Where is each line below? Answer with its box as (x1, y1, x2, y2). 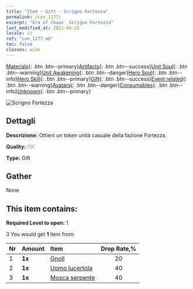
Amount (21, 244, 45, 253)
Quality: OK (6, 143, 35, 150)
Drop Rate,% (100, 244, 137, 253)
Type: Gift (6, 154, 30, 161)
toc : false (6, 42, 33, 47)
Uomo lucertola (50, 264, 92, 273)
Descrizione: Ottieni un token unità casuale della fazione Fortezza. (6, 131, 167, 138)
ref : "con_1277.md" (6, 36, 54, 42)
